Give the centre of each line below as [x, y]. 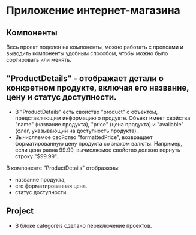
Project [20, 211]
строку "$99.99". [37, 156]
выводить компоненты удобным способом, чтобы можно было [87, 53]
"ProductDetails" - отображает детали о [85, 79]
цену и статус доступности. [61, 97]
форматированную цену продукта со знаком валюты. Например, [99, 143]
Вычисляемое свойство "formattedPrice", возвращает [84, 137]
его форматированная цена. [51, 186]
